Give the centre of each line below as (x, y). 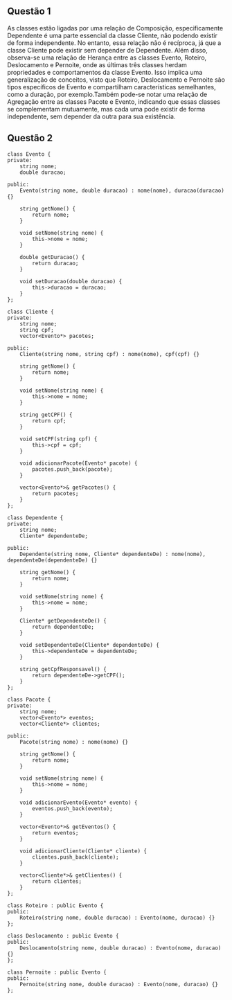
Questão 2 (30, 138)
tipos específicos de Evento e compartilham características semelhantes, (111, 87)
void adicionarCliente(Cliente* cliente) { (83, 851)
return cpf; (50, 421)
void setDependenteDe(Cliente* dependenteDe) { (89, 645)
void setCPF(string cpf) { (59, 439)
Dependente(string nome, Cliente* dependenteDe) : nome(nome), (113, 554)
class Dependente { (35, 518)
